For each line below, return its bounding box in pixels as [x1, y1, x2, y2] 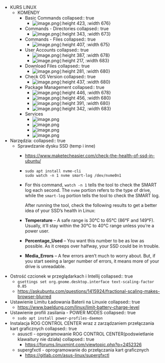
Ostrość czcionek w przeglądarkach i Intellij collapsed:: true [9, 273, 133, 279]
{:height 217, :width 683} [59, 58, 109, 63]
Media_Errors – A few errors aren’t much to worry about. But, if [24, 253, 156, 259]
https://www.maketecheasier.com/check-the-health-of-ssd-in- [24, 153, 155, 159]
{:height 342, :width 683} [59, 105, 111, 111]
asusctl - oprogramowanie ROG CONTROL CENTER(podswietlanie [17, 331, 154, 337]
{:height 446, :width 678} [59, 90, 111, 95]
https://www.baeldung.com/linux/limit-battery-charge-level [17, 304, 140, 310]
